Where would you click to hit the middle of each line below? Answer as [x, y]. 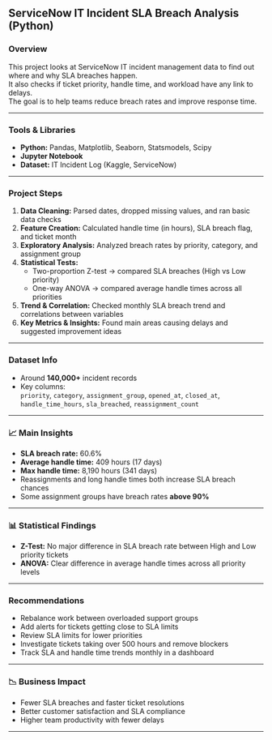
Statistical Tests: [49, 263]
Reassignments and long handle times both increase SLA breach [128, 479]
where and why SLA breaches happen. [73, 75]
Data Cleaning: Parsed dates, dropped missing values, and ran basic [135, 211]
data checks [41, 220]
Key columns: [43, 386]
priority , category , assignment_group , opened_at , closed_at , [120, 395]
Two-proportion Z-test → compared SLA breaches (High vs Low [139, 272]
